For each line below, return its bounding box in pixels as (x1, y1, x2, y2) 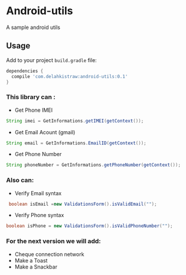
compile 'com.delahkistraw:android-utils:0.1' (11, 73, 128, 79)
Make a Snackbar (14, 263, 58, 270)
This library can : (6, 93, 56, 101)
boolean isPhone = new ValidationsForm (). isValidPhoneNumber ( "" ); (6, 223, 173, 229)
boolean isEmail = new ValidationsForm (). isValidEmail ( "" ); (8, 201, 158, 207)
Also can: (6, 176, 34, 185)
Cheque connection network (14, 250, 84, 258)
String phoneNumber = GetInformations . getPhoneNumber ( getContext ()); (6, 162, 181, 168)
